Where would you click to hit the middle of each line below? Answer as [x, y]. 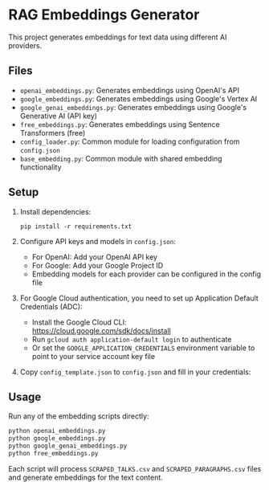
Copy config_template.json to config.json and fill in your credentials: [135, 372]
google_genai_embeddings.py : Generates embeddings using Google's [133, 107]
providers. [25, 45]
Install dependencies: [55, 211]
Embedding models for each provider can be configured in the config [147, 274]
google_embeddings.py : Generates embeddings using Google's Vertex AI [139, 99]
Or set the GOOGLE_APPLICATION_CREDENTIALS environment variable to [143, 348]
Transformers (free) [53, 133]
